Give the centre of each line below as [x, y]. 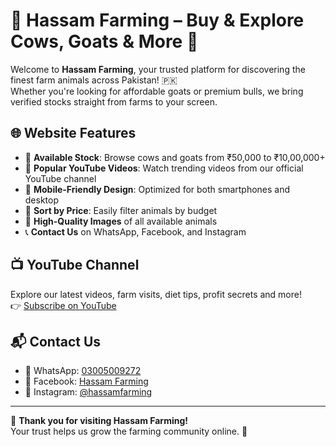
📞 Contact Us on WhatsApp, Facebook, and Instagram [135, 231]
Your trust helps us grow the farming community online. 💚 [129, 431]
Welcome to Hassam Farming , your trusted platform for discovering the [158, 69]
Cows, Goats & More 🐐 [104, 41]
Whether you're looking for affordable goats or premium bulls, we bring [157, 91]
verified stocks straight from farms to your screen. [114, 101]
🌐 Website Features [73, 133]
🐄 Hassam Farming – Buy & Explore [157, 20]
